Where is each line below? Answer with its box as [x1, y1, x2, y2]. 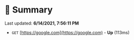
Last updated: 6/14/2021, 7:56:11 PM [4, 20, 79, 26]
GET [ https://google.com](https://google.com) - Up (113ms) [11, 29, 130, 35]
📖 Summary [4, 4, 53, 15]
